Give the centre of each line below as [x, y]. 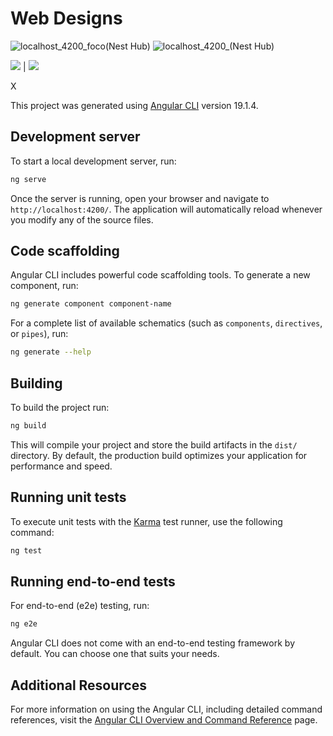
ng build [28, 426]
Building [36, 383]
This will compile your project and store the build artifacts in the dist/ [154, 444]
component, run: [44, 286]
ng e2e [24, 624]
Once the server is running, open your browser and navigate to [140, 198]
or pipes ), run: [39, 334]
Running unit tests [68, 497]
